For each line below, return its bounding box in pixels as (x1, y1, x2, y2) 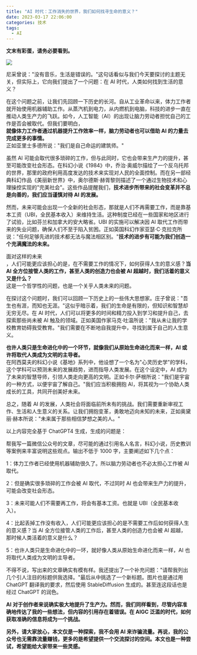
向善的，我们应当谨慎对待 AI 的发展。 (11, 192, 101, 199)
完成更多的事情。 (6, 135, 47, 142)
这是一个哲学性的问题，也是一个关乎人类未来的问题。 (6, 283, 135, 290)
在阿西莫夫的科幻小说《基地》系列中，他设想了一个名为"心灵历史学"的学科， (6, 359, 191, 366)
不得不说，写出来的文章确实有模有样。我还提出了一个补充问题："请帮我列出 (6, 566, 189, 573)
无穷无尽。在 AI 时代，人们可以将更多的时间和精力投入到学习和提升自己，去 (6, 310, 189, 317)
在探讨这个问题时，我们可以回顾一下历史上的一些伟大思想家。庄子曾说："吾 (6, 295, 189, 302)
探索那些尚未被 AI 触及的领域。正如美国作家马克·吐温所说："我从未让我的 (6, 317, 182, 324)
